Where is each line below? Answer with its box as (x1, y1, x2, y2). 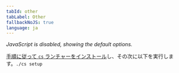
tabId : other (6, 8, 38, 15)
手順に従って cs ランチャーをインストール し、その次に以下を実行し (6, 53, 169, 60)
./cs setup (15, 61, 43, 67)
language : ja (6, 25, 38, 31)
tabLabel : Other (6, 14, 46, 20)
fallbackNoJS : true (6, 19, 54, 25)
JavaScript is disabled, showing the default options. (6, 41, 132, 48)
